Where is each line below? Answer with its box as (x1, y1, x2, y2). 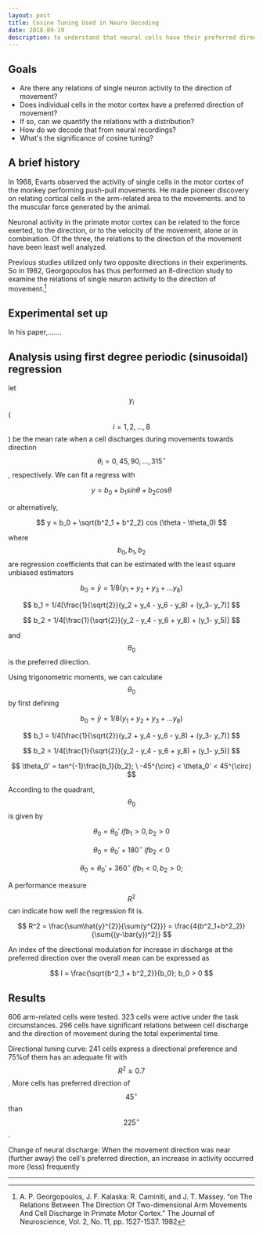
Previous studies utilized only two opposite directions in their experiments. (8, 257, 248, 267)
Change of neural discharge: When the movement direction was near (8, 1145, 231, 1155)
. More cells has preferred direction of (8, 1078, 131, 1088)
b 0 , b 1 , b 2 (117, 545, 146, 556)
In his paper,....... (8, 328, 62, 337)
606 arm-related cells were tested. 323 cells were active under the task (8, 1012, 239, 1022)
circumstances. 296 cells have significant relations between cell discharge (8, 1020, 249, 1030)
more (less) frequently (8, 1162, 80, 1171)
